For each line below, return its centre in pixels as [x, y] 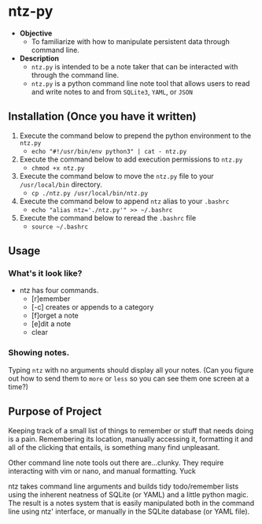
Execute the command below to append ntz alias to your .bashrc [124, 201]
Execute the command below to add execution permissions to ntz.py [131, 159]
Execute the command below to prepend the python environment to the [135, 136]
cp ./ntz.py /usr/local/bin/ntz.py [89, 193]
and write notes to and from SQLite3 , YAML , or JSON [112, 91]
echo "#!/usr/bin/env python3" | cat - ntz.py [109, 151]
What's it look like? [45, 273]
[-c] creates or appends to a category [92, 307]
